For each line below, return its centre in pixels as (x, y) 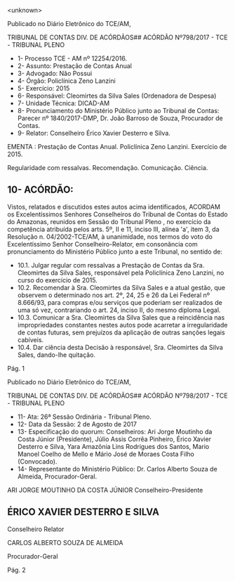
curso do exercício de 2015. (58, 280)
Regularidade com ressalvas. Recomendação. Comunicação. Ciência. (108, 168)
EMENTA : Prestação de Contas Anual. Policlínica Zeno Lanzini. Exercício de (117, 146)
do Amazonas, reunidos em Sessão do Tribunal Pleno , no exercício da (109, 221)
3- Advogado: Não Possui (55, 73)
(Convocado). (37, 461)
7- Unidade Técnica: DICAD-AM (63, 103)
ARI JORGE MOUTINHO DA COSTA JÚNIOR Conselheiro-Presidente (105, 490)
